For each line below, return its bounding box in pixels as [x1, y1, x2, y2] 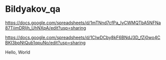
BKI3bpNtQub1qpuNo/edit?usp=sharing [5, 39, 86, 45]
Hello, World [5, 49, 31, 55]
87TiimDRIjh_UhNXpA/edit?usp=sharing [5, 25, 86, 30]
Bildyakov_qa [5, 3, 61, 15]
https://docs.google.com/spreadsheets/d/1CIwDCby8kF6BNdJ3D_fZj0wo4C [5, 34, 161, 40]
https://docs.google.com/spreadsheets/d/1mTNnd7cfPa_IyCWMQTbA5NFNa [5, 20, 161, 26]
